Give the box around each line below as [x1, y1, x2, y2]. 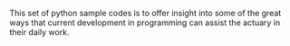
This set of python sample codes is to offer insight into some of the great [9, 8, 282, 18]
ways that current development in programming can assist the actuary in [9, 17, 281, 28]
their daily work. [9, 27, 70, 37]
